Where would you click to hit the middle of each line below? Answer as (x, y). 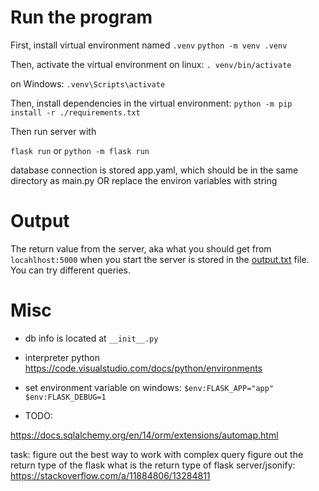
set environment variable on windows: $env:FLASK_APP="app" (149, 387)
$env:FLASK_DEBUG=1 (65, 397)
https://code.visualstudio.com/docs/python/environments (143, 368)
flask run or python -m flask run (80, 150)
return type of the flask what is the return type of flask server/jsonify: (153, 465)
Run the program (81, 17)
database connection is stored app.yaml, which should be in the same (154, 170)
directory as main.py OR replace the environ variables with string (144, 180)
